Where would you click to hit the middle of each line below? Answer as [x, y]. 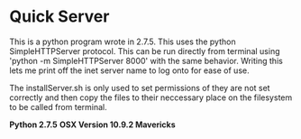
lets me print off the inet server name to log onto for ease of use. [129, 70]
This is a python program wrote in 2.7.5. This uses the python [123, 42]
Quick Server [59, 17]
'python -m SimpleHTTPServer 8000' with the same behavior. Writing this [146, 60]
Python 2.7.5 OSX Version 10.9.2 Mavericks [92, 125]
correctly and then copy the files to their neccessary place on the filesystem [151, 97]
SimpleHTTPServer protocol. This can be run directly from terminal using [145, 51]
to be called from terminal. [59, 107]
